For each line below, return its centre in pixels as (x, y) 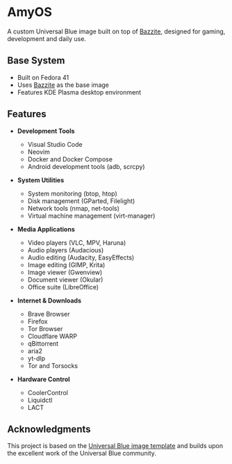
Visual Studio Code (55, 144)
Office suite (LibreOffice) (63, 287)
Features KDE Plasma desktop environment (79, 92)
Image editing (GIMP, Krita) (66, 264)
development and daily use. (47, 38)
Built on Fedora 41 (43, 77)
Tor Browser (45, 328)
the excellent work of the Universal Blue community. (82, 454)
